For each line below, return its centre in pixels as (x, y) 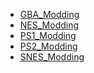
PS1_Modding (48, 35)
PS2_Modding (48, 46)
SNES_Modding (52, 57)
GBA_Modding (49, 14)
